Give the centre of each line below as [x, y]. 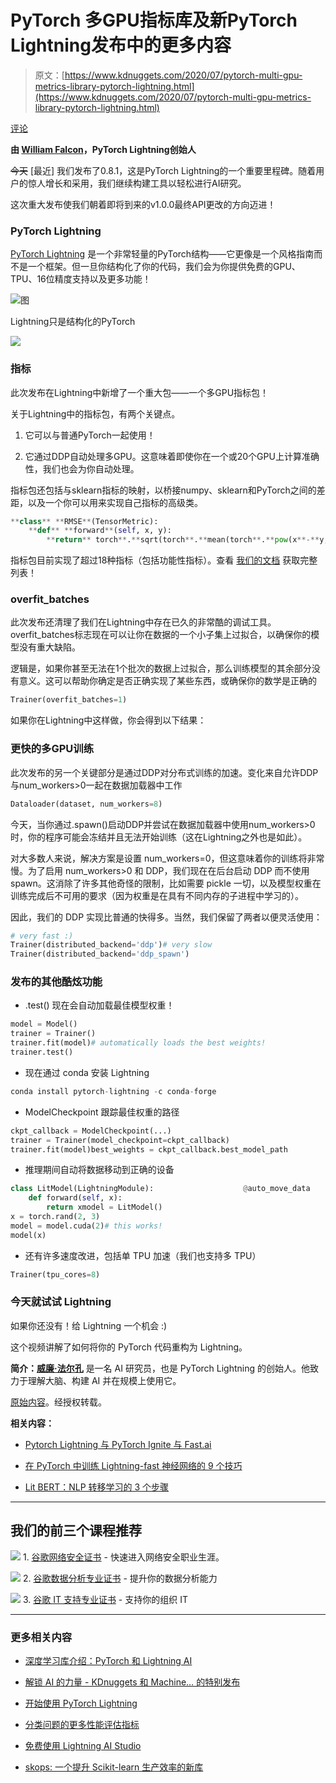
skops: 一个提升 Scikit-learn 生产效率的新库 [114, 1767]
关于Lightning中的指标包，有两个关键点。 [95, 413]
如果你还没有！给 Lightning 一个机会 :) [89, 1325]
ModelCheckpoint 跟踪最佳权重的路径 [102, 1112]
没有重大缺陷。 [49, 647]
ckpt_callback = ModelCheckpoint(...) [91, 1131]
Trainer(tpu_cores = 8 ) [55, 1274]
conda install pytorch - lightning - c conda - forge [113, 1091]
